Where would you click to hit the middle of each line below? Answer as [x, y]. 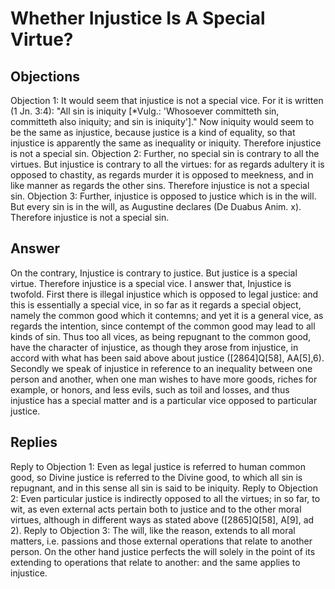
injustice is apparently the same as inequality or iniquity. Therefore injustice [166, 143]
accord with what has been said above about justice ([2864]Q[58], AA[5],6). [167, 358]
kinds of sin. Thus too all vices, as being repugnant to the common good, [161, 336]
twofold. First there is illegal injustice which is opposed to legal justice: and [164, 294]
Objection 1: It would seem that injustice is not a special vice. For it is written [167, 100]
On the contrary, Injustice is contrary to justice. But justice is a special [154, 273]
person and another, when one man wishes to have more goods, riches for [164, 379]
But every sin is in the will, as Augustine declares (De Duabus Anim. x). [156, 206]
